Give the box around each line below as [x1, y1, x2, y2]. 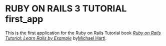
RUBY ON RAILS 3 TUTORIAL [5, 3, 127, 14]
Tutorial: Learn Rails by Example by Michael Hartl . [5, 35, 107, 41]
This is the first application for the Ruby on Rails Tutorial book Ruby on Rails [5, 30, 161, 36]
